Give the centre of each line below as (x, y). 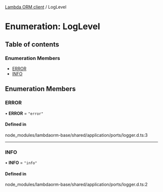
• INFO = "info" (21, 163)
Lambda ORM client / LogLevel (36, 7)
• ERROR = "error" (24, 113)
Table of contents (32, 44)
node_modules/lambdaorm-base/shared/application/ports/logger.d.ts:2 (76, 185)
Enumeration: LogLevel (53, 27)
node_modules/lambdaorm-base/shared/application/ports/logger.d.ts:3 (76, 135)
